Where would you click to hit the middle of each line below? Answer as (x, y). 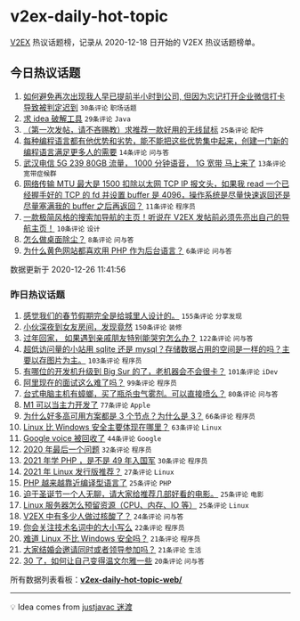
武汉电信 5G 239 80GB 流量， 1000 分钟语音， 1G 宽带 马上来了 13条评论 (154, 163)
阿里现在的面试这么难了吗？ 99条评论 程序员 (100, 383)
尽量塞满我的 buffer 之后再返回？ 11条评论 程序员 (109, 206)
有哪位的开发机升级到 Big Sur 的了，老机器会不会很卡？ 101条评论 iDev (150, 372)
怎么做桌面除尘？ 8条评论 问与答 (78, 239)
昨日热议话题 (38, 294)
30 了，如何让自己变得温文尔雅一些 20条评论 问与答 (114, 561)
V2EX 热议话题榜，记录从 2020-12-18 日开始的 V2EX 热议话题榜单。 (135, 42)
